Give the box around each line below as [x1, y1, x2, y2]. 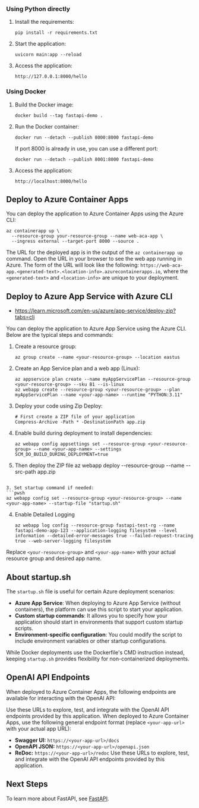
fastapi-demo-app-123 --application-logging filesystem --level [14, 528, 178, 534]
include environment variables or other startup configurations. [14, 637, 168, 644]
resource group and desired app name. [6, 555, 102, 562]
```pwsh [6, 490, 26, 496]
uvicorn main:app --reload [14, 52, 82, 58]
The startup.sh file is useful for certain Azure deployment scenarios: [6, 588, 175, 595]
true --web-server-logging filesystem [14, 538, 111, 544]
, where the [160, 268, 188, 275]
